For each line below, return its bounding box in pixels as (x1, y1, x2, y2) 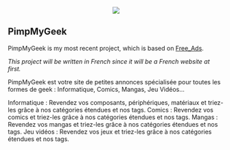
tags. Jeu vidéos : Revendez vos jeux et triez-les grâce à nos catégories (8, 127, 212, 136)
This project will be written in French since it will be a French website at (8, 57, 210, 65)
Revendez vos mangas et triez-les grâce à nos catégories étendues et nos (8, 120, 218, 128)
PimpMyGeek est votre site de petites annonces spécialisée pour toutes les (8, 77, 221, 86)
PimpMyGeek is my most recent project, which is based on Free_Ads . (8, 44, 205, 52)
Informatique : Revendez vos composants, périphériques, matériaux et (8, 98, 207, 106)
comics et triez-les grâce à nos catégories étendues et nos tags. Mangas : (8, 113, 218, 121)
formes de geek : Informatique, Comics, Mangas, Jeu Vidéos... (8, 85, 185, 93)
